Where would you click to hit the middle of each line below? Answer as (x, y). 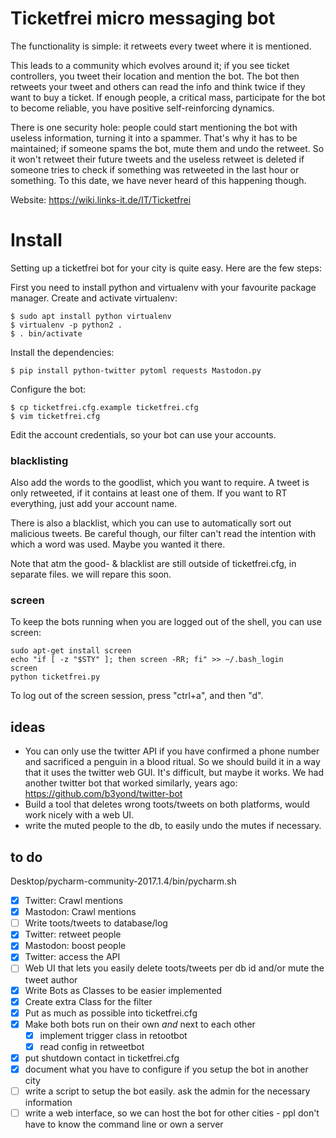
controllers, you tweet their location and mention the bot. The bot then (155, 76)
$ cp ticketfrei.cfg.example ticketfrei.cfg (104, 407)
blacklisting (39, 460)
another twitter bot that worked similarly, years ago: (131, 783)
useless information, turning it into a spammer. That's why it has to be (154, 138)
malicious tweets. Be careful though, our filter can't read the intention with (163, 534)
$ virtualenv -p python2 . (66, 325)
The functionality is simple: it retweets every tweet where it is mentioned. (161, 46)
